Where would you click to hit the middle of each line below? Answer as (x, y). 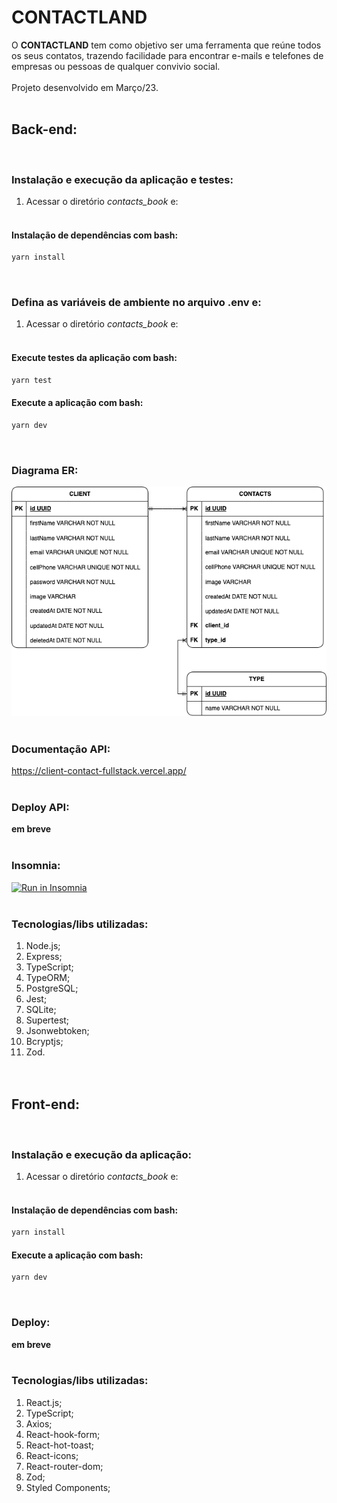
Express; (44, 956)
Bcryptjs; (44, 1041)
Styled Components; (68, 1487)
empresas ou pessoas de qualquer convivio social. (116, 66)
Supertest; (47, 1020)
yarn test (32, 380)
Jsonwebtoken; (57, 1030)
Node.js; (43, 945)
